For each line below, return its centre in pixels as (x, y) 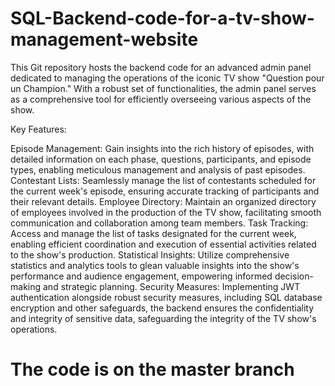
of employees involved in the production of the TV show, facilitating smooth (166, 212)
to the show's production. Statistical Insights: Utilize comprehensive (150, 254)
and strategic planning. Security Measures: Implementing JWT (171, 286)
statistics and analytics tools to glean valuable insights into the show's (155, 265)
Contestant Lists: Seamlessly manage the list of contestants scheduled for (163, 180)
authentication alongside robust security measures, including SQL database (166, 297)
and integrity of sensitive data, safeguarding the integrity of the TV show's (163, 318)
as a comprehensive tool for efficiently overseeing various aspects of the (161, 99)
